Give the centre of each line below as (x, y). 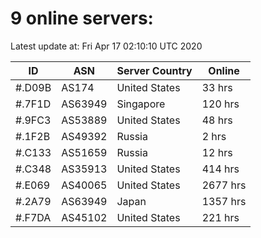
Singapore (141, 104)
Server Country (154, 70)
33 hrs (217, 87)
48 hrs (217, 120)
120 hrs (220, 104)
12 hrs (217, 152)
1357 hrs (224, 201)
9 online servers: (82, 18)
